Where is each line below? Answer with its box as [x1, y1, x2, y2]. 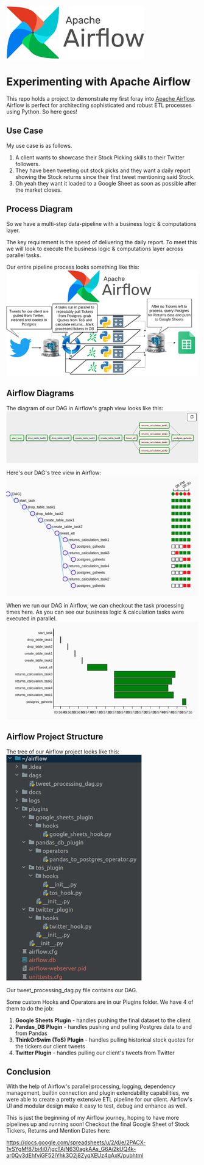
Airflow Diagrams [6, 388, 74, 399]
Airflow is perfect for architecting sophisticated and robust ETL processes [6, 101, 192, 109]
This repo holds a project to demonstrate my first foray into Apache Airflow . [6, 95, 196, 102]
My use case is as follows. [6, 142, 72, 149]
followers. [15, 160, 40, 167]
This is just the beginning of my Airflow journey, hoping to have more [6, 1114, 180, 1122]
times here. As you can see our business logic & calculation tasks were [6, 608, 185, 616]
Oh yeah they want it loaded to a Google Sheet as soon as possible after [15, 180, 197, 187]
